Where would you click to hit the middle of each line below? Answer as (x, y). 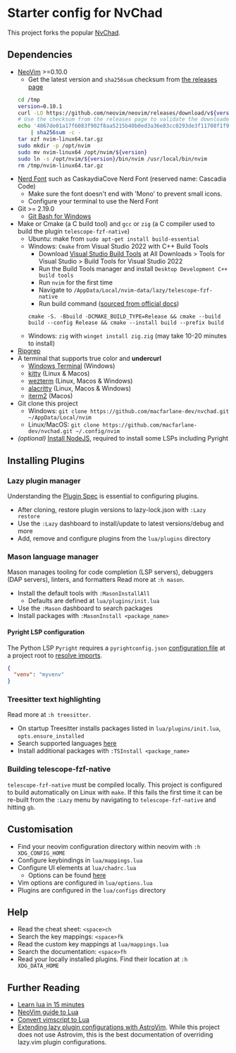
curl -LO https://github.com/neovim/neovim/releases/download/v (114, 113)
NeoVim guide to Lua (48, 1012)
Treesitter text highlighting (54, 699)
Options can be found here (67, 875)
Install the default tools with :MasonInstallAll (83, 593)
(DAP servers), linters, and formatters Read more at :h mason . (96, 580)
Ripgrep (29, 351)
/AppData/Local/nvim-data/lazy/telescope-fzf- (143, 291)
